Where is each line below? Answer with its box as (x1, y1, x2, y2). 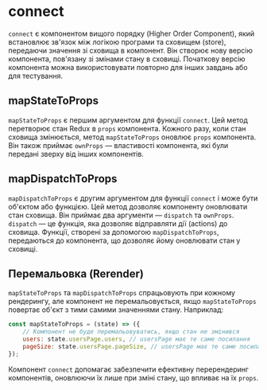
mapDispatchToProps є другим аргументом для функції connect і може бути (8, 193, 258, 203)
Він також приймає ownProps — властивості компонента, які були (8, 140, 229, 150)
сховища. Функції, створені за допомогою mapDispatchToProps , (8, 227, 219, 236)
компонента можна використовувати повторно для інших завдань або (8, 62, 248, 72)
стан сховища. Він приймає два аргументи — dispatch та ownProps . (8, 210, 234, 220)
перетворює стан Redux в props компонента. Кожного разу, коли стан (8, 123, 246, 133)
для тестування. (8, 71, 64, 80)
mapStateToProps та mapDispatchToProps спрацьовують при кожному (8, 288, 236, 298)
